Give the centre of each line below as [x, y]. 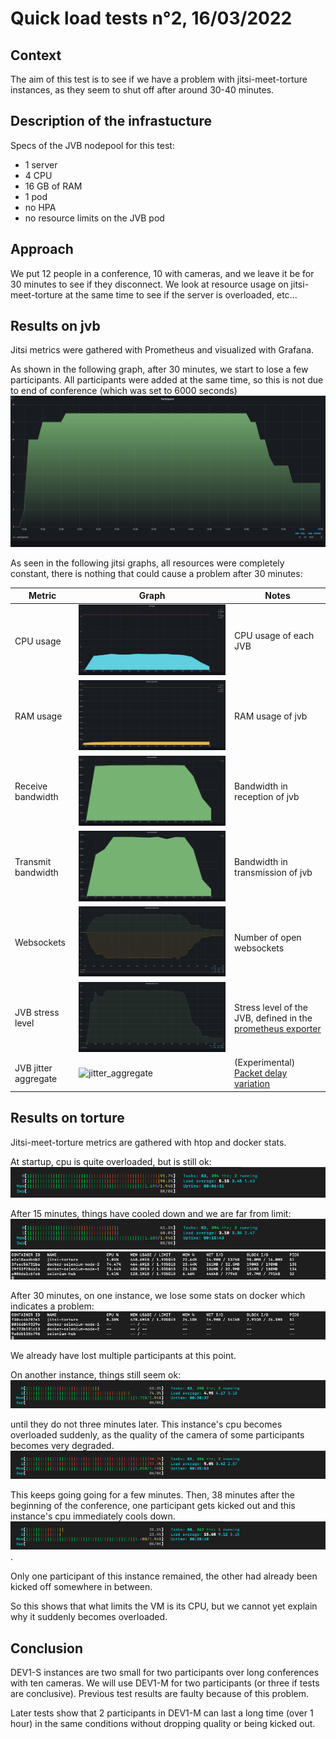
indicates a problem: [52, 1306]
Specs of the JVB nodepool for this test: [92, 145]
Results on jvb [55, 326]
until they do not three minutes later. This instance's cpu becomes [146, 1424]
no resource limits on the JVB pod [94, 218]
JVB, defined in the [273, 1018]
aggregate [36, 1078]
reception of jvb [267, 797]
